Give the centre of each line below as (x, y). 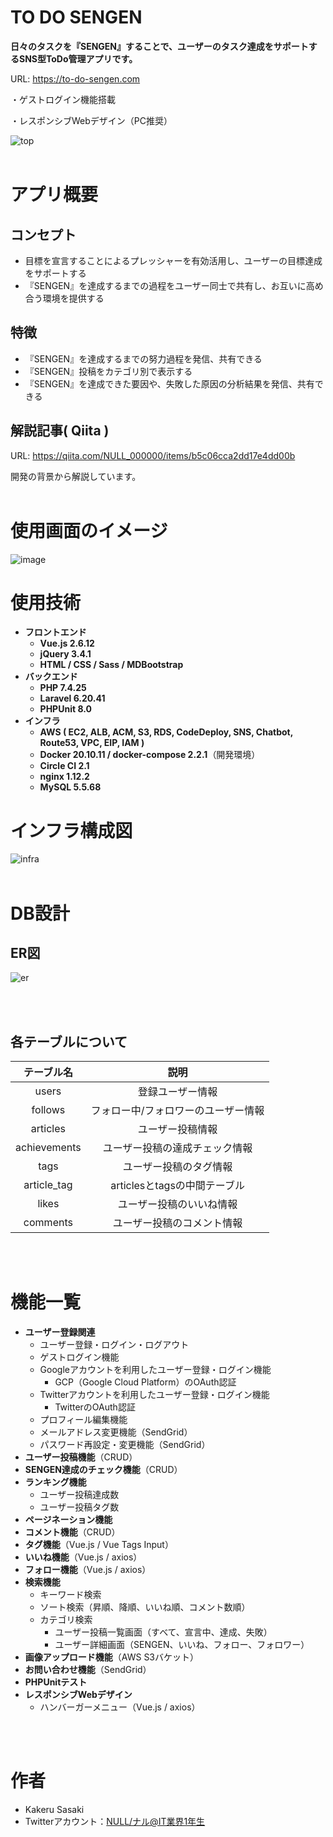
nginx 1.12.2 (64, 777)
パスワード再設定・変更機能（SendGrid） (125, 1445)
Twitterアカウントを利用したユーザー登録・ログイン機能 (154, 1395)
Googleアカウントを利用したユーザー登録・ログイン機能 (155, 1370)
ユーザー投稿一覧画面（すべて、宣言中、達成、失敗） (163, 1632)
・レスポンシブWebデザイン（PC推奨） (91, 120)
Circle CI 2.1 (64, 766)
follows (48, 1110)
